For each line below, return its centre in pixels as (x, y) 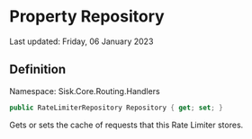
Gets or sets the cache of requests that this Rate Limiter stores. (126, 125)
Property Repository (87, 17)
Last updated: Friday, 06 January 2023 (81, 41)
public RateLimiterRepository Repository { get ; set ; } (116, 108)
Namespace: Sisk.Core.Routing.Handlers (85, 91)
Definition (37, 69)
